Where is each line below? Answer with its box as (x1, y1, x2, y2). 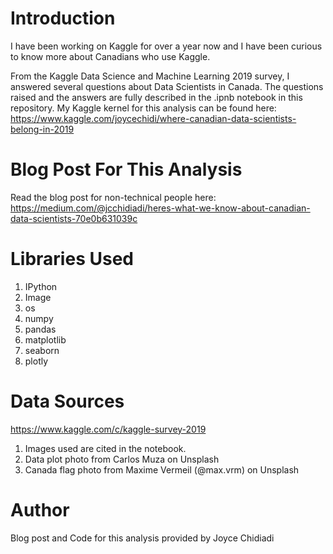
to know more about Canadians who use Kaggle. (10, 50, 211, 62)
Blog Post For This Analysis (10, 158, 243, 181)
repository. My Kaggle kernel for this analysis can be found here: (10, 102, 277, 114)
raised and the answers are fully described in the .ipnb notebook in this (10, 91, 303, 103)
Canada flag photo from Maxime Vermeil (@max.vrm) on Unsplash (24, 463, 300, 476)
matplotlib (24, 333, 67, 346)
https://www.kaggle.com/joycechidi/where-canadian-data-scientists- (10, 112, 297, 124)
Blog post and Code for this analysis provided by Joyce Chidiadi (10, 532, 275, 544)
